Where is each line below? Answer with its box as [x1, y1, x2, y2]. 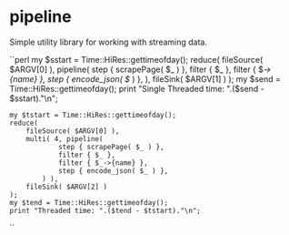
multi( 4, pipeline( [25, 134, 104, 143]
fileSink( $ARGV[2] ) [25, 182, 107, 191]
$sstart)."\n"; [9, 93, 58, 104]
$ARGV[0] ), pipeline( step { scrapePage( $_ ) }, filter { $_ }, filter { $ [9, 64, 264, 75]
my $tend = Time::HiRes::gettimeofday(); [9, 198, 169, 207]
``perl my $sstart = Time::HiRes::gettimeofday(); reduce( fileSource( [9, 54, 264, 65]
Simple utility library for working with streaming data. [9, 36, 207, 47]
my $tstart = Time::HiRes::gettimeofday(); [9, 110, 177, 119]
